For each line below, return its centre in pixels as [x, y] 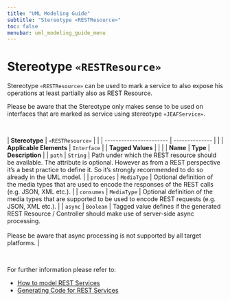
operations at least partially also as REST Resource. [80, 93]
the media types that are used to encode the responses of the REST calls [111, 185]
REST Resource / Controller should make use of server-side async [101, 214]
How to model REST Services [58, 283]
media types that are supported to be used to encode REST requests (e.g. [112, 199]
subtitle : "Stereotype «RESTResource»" [64, 20]
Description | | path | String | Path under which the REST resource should [112, 155]
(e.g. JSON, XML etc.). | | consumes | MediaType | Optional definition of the [110, 192]
